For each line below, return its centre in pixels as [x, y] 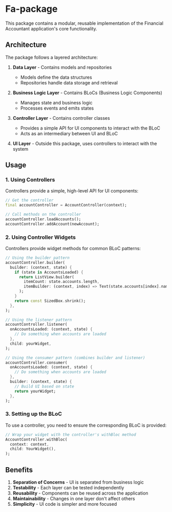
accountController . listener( [36, 325]
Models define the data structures [56, 77]
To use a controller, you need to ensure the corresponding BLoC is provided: [86, 425]
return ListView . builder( [46, 277]
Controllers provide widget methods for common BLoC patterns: [73, 249]
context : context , [30, 444]
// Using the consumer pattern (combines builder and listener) [75, 358]
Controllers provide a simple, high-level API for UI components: [72, 191]
